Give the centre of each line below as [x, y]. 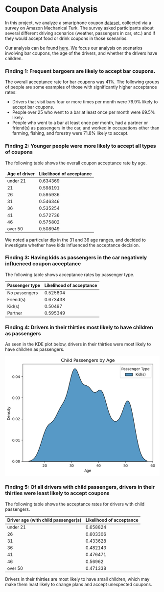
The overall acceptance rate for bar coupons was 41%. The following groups [82, 82]
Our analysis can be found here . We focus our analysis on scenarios [74, 48]
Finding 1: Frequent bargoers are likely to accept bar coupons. [80, 71]
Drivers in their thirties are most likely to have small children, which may [77, 579]
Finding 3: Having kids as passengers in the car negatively [76, 258]
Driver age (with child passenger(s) [44, 520]
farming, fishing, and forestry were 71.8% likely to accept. [70, 133]
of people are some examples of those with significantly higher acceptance [81, 87]
